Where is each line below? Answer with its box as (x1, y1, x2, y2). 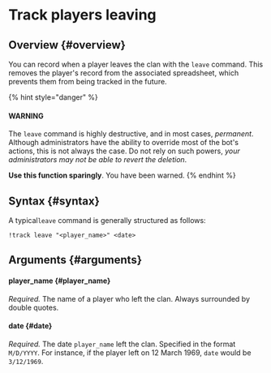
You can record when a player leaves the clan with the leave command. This (8, 59, 264, 69)
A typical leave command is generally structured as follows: (8, 216, 206, 225)
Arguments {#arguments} (8, 253, 143, 267)
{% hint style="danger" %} (8, 92, 99, 102)
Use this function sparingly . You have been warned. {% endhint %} (8, 170, 237, 180)
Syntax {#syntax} (8, 194, 100, 208)
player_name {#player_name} (8, 276, 111, 285)
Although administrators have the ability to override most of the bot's (8, 138, 239, 148)
